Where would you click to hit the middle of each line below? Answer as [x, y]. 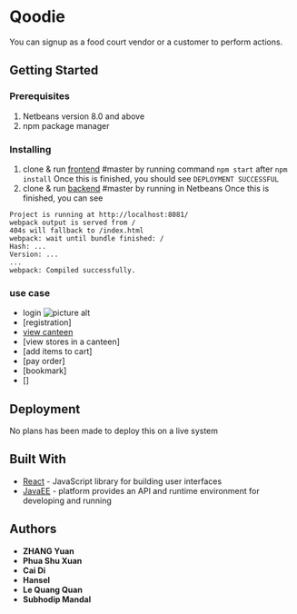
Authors [33, 529]
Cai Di [34, 570]
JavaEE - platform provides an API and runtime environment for [141, 490]
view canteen [48, 332]
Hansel [36, 579]
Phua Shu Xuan [52, 560]
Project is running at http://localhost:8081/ [99, 214]
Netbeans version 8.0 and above [84, 116]
